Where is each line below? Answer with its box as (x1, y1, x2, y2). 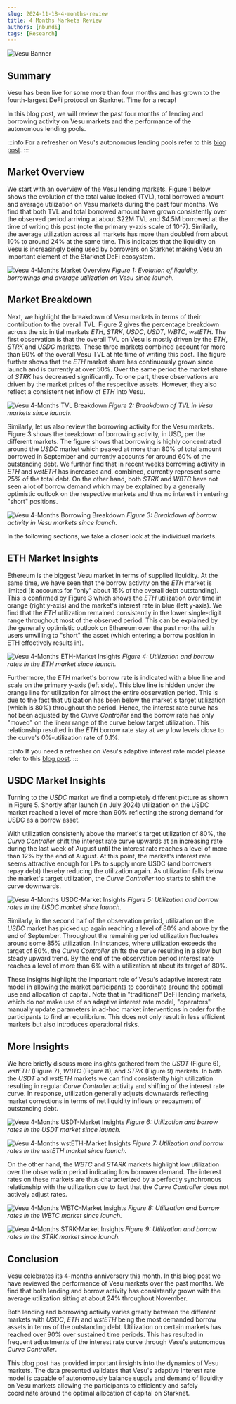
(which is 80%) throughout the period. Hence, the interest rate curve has (7, 703, 218, 712)
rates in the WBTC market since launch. (7, 1212, 123, 1220)
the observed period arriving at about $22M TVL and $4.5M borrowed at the (7, 214, 228, 223)
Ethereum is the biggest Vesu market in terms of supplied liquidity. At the (7, 571, 218, 579)
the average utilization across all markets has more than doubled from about (7, 230, 228, 238)
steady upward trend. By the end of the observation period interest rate (7, 954, 214, 963)
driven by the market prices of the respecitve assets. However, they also (7, 380, 217, 388)
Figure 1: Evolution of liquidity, (112, 266, 199, 274)
